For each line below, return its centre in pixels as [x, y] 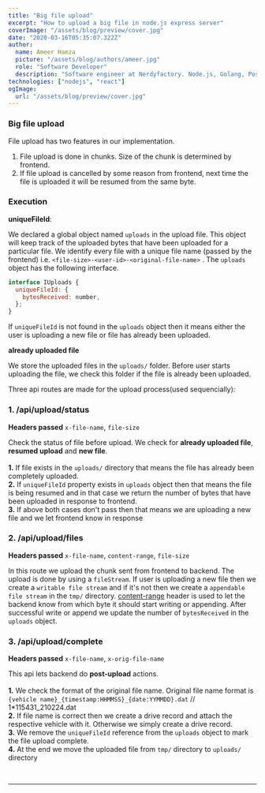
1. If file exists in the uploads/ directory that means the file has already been [131, 467]
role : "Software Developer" [62, 67]
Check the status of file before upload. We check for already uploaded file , [131, 442]
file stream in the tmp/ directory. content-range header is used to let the [127, 596]
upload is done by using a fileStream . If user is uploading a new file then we [132, 579]
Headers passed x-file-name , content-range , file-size [99, 555]
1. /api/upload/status [49, 410]
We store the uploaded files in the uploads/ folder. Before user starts [119, 366]
